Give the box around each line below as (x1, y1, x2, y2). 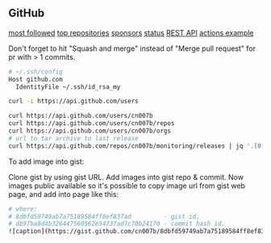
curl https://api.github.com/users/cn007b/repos (8, 119, 175, 128)
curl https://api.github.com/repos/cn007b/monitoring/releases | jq (8, 141, 244, 150)
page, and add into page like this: (8, 189, 119, 199)
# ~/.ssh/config (8, 68, 63, 76)
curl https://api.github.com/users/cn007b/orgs (8, 127, 172, 136)
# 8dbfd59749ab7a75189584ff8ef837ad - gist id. (8, 212, 200, 220)
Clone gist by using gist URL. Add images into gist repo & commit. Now (8, 172, 244, 182)
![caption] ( (8, 228, 48, 236)
